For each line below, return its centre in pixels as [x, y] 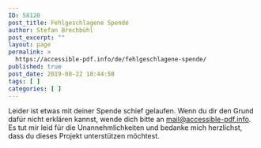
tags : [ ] [25, 81]
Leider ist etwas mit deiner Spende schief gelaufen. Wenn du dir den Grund [131, 111]
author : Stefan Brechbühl [51, 30]
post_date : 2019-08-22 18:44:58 [61, 74]
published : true [35, 67]
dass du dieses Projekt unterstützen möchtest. [84, 136]
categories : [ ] [35, 89]
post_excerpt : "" [37, 37]
